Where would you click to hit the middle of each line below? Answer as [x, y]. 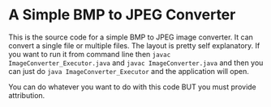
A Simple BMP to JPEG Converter [122, 15]
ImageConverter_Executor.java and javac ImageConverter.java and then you [136, 63]
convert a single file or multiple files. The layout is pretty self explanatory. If [134, 45]
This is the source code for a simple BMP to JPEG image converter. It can [131, 37]
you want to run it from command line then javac [90, 54]
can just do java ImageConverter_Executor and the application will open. [129, 71]
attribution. [27, 95]
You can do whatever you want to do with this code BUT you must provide [133, 87]
